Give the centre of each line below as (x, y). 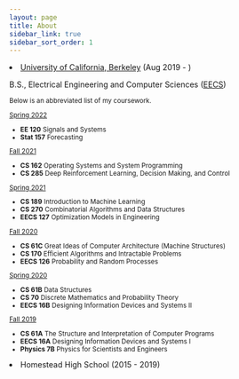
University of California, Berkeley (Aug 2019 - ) (106, 67)
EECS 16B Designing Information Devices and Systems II (106, 305)
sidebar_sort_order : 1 (51, 42)
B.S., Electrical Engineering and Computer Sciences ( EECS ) (118, 84)
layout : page (33, 17)
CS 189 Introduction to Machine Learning (83, 202)
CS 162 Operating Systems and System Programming (102, 165)
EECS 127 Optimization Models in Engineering (90, 217)
